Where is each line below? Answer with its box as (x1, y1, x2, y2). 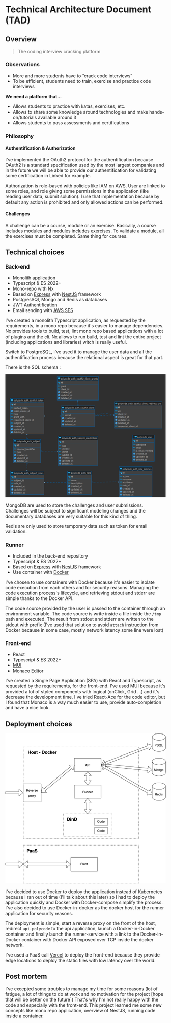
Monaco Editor (12, 668, 44, 674)
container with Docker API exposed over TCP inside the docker (21, 937, 154, 943)
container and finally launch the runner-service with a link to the (5, 931, 139, 937)
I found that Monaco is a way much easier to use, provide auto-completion (5, 699, 162, 705)
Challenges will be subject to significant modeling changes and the (5, 507, 146, 514)
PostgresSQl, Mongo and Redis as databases (12, 297, 107, 303)
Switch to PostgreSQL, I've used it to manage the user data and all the (5, 349, 152, 355)
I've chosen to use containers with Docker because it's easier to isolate (5, 579, 155, 585)
